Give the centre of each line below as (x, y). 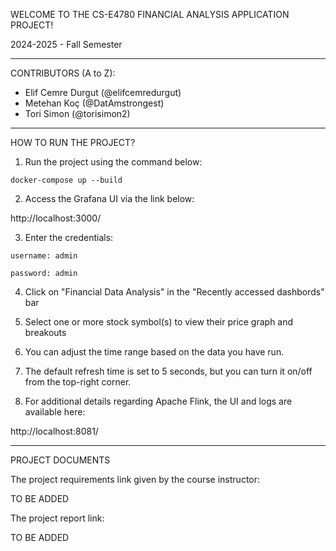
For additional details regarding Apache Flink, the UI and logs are (158, 401)
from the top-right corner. (78, 382)
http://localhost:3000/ (56, 218)
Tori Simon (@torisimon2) (77, 113)
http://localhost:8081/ (54, 431)
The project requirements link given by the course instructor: (135, 479)
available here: (55, 412)
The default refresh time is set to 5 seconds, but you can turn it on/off (168, 371)
